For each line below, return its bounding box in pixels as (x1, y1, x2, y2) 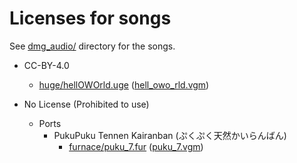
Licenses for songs (9, 7, 172, 30)
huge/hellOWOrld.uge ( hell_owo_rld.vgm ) (38, 78, 210, 91)
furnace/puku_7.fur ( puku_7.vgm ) (68, 140, 204, 152)
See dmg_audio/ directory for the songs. (9, 40, 176, 52)
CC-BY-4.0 (23, 59, 70, 71)
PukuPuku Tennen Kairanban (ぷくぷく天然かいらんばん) (53, 129, 287, 141)
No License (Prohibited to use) (23, 98, 150, 110)
